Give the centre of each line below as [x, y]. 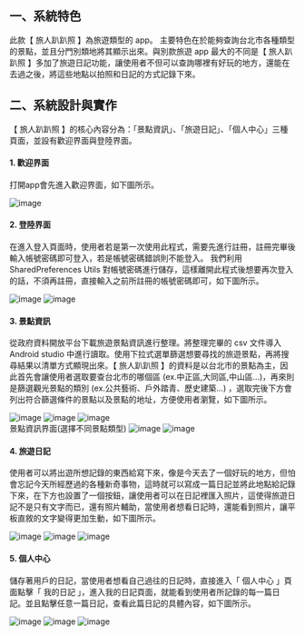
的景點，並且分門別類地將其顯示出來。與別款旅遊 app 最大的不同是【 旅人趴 [151, 51]
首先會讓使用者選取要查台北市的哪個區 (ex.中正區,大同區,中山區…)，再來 [152, 377]
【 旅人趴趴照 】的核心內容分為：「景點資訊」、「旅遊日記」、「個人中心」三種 [149, 129]
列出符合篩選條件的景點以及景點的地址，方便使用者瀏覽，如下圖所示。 [141, 400]
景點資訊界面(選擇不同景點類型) [68, 429]
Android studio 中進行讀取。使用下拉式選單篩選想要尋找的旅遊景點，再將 [145, 354]
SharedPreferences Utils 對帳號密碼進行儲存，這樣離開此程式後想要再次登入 [152, 270]
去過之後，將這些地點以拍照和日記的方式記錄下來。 [105, 74]
